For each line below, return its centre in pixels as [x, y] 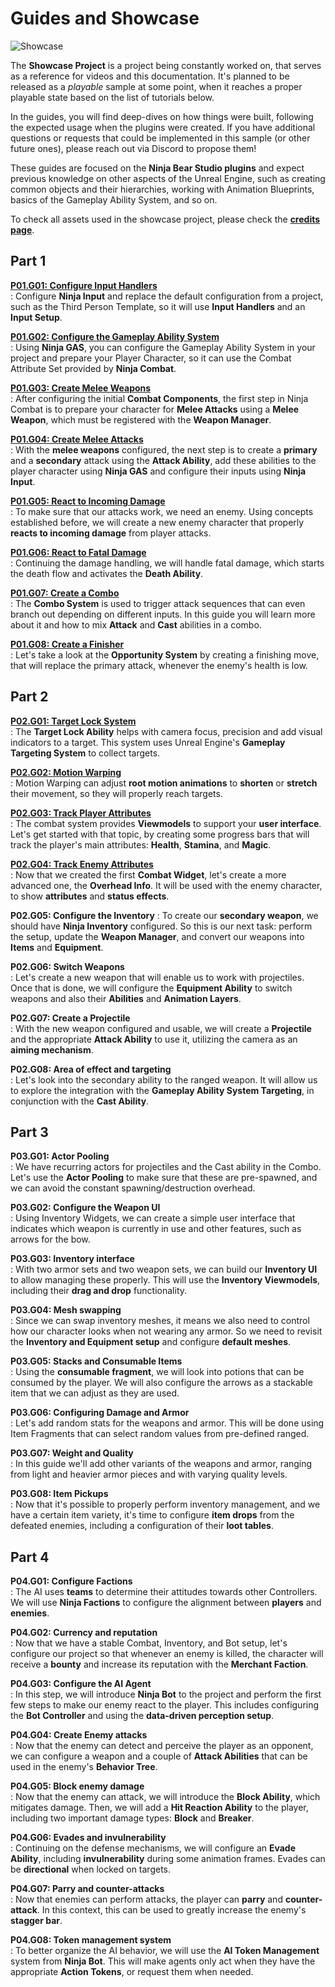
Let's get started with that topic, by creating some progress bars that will [160, 834]
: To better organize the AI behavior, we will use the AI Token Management [165, 1951]
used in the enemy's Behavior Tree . [84, 1767]
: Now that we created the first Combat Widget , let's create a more [148, 874]
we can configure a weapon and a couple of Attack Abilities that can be [159, 1756]
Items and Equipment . [57, 947]
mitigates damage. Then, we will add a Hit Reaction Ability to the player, [159, 1808]
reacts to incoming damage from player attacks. [111, 533]
